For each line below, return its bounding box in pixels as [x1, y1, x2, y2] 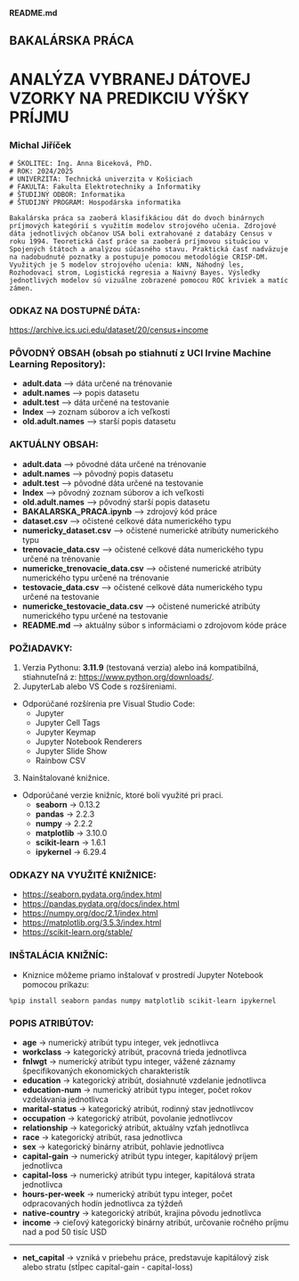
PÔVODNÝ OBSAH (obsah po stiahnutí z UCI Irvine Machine [9, 347, 271, 359]
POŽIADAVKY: [9, 642, 73, 654]
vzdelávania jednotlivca [21, 1094, 109, 1104]
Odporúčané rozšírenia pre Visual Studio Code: [21, 699, 196, 710]
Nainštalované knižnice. [21, 773, 110, 784]
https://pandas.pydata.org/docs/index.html [21, 899, 180, 909]
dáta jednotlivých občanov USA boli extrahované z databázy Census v [9, 229, 273, 238]
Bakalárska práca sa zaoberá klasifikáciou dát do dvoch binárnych [9, 213, 265, 222]
